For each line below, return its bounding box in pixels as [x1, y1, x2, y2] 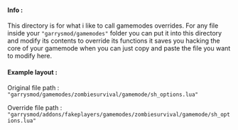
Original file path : [7, 84, 60, 92]
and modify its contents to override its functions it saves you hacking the [7, 36, 220, 45]
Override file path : [7, 104, 63, 112]
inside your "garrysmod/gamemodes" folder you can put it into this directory [7, 29, 222, 38]
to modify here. [7, 52, 53, 60]
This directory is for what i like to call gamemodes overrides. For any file [7, 21, 219, 30]
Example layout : [7, 67, 58, 76]
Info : [7, 6, 23, 14]
